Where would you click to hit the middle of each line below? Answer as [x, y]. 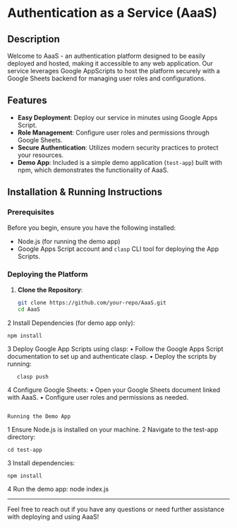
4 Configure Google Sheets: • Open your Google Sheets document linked [114, 390]
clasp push [33, 376]
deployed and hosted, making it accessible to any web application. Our [110, 63]
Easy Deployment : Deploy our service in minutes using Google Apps [117, 117]
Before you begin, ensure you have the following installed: [92, 228]
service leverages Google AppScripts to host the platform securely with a [114, 71]
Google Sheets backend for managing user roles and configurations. [107, 78]
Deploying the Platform [48, 274]
